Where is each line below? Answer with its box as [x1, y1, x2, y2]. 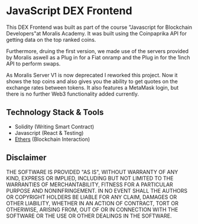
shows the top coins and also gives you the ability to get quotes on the [6, 78, 178, 85]
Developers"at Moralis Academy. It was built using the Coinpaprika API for [6, 29, 187, 37]
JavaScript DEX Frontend [6, 4, 132, 18]
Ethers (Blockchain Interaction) [14, 136, 90, 143]
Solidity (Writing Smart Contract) [14, 123, 95, 130]
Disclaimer [6, 153, 47, 163]
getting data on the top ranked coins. [6, 36, 96, 43]
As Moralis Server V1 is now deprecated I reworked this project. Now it [6, 71, 178, 78]
